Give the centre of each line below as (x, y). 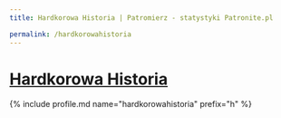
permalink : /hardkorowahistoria (70, 34)
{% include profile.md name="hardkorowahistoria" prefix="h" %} (131, 104)
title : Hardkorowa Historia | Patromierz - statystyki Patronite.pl (141, 18)
